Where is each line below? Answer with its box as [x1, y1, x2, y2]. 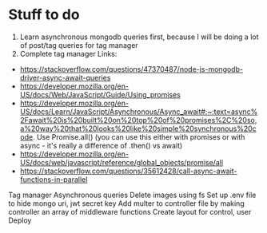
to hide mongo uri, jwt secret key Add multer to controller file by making [8, 198, 245, 208]
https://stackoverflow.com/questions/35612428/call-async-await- [19, 166, 237, 176]
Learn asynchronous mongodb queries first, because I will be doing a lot [19, 32, 259, 41]
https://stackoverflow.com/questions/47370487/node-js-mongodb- [19, 64, 244, 73]
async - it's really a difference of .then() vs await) [19, 140, 183, 150]
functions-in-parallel [19, 174, 88, 184]
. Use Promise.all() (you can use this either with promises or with [32, 132, 245, 141]
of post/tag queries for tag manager [19, 40, 138, 49]
